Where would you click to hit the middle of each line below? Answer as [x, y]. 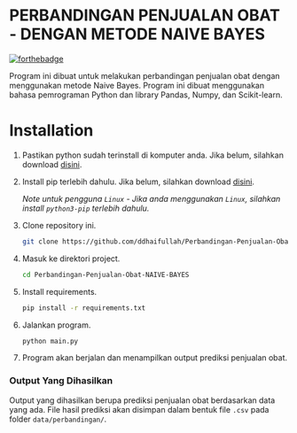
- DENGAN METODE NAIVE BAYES [137, 34]
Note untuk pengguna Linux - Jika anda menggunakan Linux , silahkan [151, 198]
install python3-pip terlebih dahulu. [86, 208]
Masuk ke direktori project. [71, 259]
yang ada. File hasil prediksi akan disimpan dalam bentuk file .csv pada [139, 409]
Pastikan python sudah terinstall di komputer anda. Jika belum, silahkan [152, 155]
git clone [40, 241]
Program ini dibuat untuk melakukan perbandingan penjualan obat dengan [145, 75]
